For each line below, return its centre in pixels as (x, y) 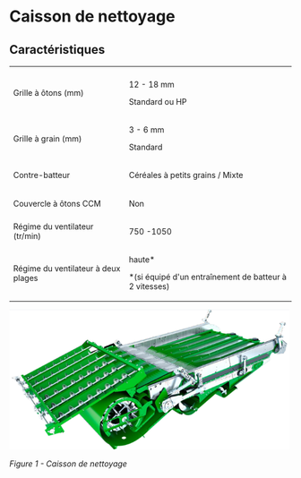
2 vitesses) (149, 286)
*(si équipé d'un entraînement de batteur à (207, 277)
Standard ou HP (158, 101)
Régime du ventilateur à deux (67, 268)
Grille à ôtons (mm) (48, 93)
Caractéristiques (57, 50)
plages (26, 277)
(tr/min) (27, 236)
